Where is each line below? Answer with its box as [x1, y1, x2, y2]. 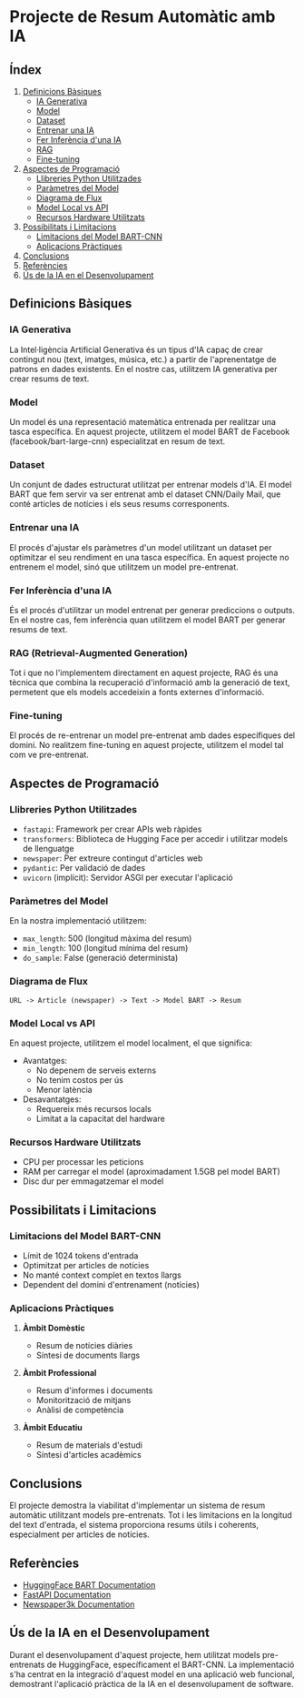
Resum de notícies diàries [35, 1340, 133, 1351]
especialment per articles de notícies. [9, 1529, 150, 1540]
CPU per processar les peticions [22, 1157, 144, 1167]
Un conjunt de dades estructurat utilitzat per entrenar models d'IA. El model [9, 480, 292, 490]
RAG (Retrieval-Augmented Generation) [9, 646, 189, 659]
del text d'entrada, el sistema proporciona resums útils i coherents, [9, 1520, 260, 1531]
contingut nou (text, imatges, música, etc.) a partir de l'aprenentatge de [9, 353, 277, 365]
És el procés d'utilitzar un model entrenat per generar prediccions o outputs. [9, 604, 295, 615]
